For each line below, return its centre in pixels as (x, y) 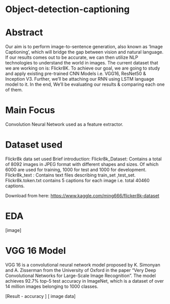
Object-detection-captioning (67, 9)
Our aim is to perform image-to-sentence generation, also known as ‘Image (84, 47)
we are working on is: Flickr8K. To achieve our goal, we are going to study (83, 68)
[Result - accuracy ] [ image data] (41, 296)
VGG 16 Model (36, 251)
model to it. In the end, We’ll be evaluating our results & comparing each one (85, 84)
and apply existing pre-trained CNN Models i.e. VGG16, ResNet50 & (76, 74)
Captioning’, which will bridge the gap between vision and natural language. (84, 52)
